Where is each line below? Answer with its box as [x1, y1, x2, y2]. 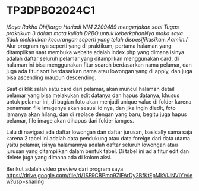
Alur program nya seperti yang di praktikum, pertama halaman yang [6, 42, 172, 49]
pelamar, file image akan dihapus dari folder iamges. [6, 117, 134, 124]
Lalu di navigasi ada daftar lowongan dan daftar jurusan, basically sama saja [6, 129, 192, 136]
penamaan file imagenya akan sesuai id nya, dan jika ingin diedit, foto [6, 104, 176, 111]
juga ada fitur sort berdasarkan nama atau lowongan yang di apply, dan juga [6, 67, 193, 74]
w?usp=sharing [6, 178, 45, 185]
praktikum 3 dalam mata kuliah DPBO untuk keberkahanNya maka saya [6, 29, 183, 36]
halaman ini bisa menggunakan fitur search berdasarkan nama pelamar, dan [6, 61, 192, 68]
